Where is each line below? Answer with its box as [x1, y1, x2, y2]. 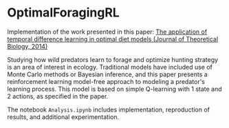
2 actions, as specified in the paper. [7, 92, 109, 100]
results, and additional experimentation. [7, 112, 120, 121]
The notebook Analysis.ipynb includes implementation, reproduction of [7, 105, 210, 114]
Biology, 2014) [7, 42, 48, 50]
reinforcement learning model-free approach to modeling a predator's [7, 77, 205, 85]
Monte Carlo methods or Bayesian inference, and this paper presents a [7, 70, 208, 78]
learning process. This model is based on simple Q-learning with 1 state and [7, 85, 222, 93]
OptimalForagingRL [7, 5, 120, 21]
